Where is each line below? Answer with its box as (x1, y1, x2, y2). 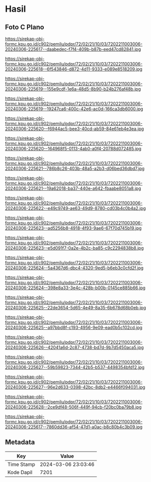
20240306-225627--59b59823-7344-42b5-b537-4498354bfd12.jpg (5, 365, 145, 370)
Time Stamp (7, 461, 36, 468)
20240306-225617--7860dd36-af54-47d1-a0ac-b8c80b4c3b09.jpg (5, 424, 143, 430)
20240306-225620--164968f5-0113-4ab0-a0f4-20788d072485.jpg (5, 146, 142, 151)
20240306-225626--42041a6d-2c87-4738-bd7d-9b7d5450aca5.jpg (5, 344, 144, 350)
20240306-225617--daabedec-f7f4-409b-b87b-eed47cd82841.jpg (5, 46, 141, 52)
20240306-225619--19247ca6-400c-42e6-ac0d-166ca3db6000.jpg (5, 106, 144, 112)
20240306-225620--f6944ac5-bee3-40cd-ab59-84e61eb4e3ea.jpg (5, 126, 144, 132)
